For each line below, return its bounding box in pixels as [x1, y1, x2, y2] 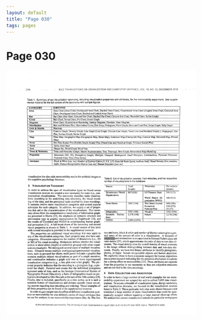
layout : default [6, 10, 47, 16]
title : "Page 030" [6, 16, 52, 22]
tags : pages [6, 22, 36, 28]
